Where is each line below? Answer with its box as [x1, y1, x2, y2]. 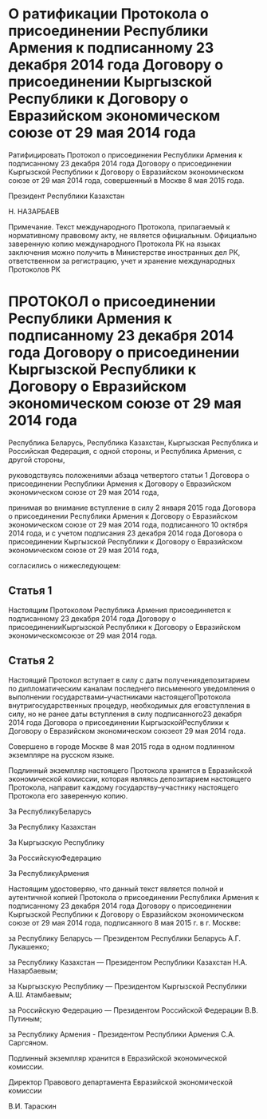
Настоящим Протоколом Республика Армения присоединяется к [8, 605, 231, 615]
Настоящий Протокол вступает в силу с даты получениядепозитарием [8, 675, 250, 684]
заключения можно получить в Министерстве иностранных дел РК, [8, 247, 241, 257]
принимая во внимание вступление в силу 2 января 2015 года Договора [8, 503, 257, 512]
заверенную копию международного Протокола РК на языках [8, 239, 221, 249]
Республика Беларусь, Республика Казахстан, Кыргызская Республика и [8, 437, 259, 448]
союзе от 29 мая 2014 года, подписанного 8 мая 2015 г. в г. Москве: [8, 918, 241, 927]
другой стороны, [8, 455, 65, 464]
